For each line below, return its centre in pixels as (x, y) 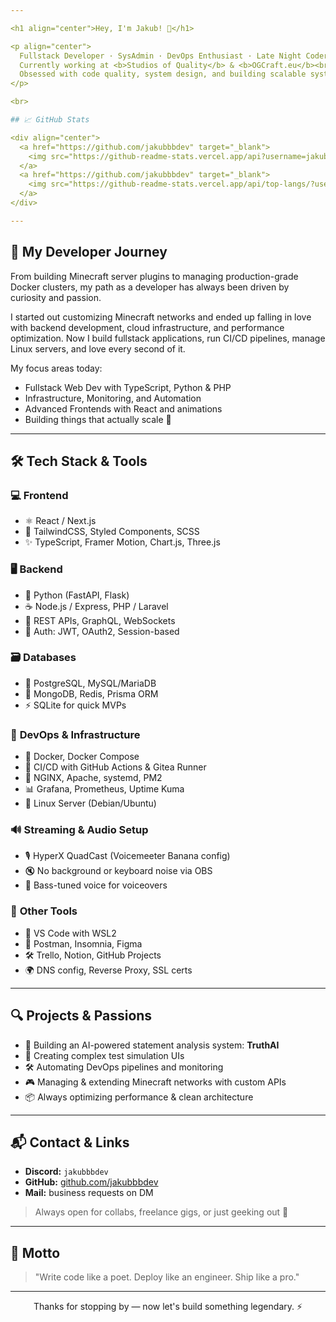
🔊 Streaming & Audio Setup (79, 830)
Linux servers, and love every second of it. (98, 348)
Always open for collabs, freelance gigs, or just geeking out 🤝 (161, 1212)
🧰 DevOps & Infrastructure (75, 734)
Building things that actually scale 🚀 (98, 419)
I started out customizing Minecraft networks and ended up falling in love (161, 317)
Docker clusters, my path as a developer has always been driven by (150, 287)
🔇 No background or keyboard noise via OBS (118, 871)
